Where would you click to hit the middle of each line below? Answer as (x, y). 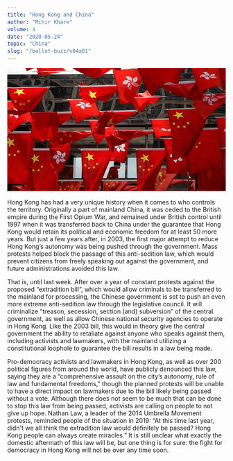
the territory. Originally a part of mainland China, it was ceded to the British (114, 209)
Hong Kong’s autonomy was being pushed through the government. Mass (112, 246)
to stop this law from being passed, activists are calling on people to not (110, 406)
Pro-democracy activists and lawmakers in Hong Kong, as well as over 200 (114, 361)
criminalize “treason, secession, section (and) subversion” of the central (110, 311)
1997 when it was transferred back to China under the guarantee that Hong (114, 224)
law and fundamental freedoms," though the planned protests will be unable (115, 383)
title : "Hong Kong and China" (51, 15)
